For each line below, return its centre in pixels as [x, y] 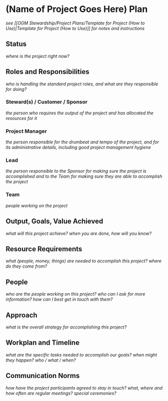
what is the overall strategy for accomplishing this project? [66, 327]
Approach [21, 315]
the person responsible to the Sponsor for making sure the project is [76, 171]
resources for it [21, 118]
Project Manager [26, 131]
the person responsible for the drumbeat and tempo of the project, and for [82, 142]
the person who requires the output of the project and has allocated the [80, 113]
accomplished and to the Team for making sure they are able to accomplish [84, 176]
